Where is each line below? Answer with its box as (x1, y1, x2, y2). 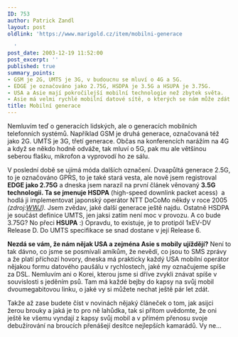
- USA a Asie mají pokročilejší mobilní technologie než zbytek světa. (7, 89, 224, 96)
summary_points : (7, 69, 55, 77)
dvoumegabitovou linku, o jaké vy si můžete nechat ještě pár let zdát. (7, 285, 210, 293)
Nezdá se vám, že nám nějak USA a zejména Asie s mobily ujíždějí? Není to (7, 240, 232, 248)
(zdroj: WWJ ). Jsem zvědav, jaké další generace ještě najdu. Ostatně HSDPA (7, 204, 229, 211)
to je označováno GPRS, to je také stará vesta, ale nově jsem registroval (7, 173, 217, 182)
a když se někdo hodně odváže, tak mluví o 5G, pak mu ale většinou (7, 145, 207, 153)
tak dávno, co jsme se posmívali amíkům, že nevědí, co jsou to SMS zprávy (7, 248, 227, 255)
